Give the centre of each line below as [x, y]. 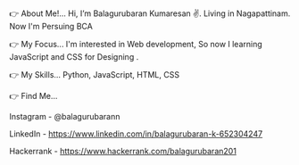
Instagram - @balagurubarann [65, 116]
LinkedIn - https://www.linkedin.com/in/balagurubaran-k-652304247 [136, 134]
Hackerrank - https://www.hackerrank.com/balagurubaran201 [123, 151]
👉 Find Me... [33, 96]
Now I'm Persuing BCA [51, 26]
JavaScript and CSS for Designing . [74, 57]
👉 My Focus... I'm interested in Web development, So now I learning [136, 44]
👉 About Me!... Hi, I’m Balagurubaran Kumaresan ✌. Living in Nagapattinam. [150, 13]
